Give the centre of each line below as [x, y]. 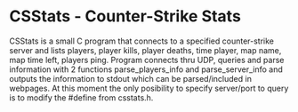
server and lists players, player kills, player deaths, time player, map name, [145, 50]
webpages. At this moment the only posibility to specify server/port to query [149, 88]
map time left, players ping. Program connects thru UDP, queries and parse [147, 60]
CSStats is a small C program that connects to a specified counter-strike [141, 41]
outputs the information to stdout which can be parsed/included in [130, 78]
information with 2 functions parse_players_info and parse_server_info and [146, 69]
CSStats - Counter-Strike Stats [125, 16]
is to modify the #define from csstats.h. [81, 97]
